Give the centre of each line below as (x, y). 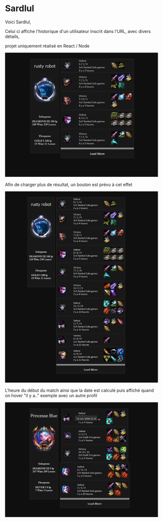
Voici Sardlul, (18, 22)
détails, (12, 36)
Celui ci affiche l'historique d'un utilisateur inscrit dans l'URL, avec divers (78, 31)
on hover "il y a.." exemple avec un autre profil (51, 396)
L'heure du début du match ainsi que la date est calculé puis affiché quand (80, 390)
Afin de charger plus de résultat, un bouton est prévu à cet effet (69, 185)
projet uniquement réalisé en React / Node (47, 46)
